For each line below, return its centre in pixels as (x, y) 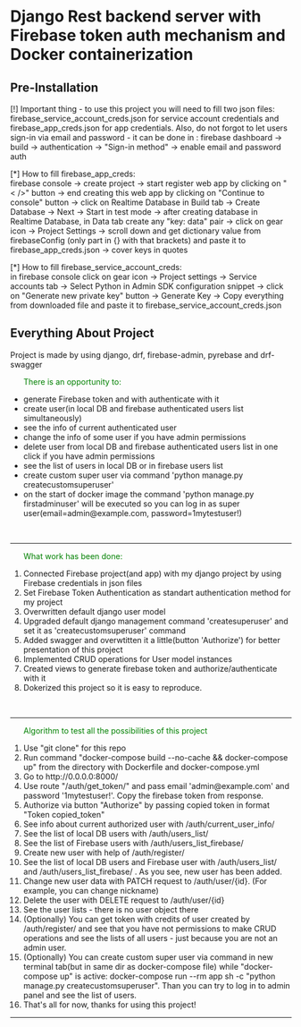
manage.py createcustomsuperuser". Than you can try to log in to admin (157, 985)
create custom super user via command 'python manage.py (133, 475)
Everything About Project (82, 333)
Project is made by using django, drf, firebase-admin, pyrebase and (134, 354)
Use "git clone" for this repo (75, 748)
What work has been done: (73, 556)
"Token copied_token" (64, 814)
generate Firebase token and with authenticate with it (121, 399)
